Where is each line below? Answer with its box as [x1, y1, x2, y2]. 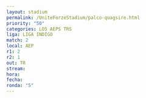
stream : [6, 65, 26, 72]
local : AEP [6, 43, 34, 49]
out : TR [6, 60, 26, 66]
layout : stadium [6, 9, 47, 15]
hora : [6, 71, 20, 77]
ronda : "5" [6, 83, 34, 89]
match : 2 [6, 37, 29, 43]
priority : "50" [6, 20, 45, 26]
